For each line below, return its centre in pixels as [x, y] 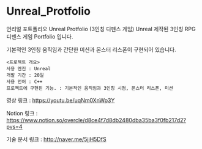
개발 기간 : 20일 [25, 75]
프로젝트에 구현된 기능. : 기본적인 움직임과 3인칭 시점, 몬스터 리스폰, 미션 [90, 88]
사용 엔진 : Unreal [28, 68]
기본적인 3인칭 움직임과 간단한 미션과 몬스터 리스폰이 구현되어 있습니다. [91, 49]
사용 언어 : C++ [24, 82]
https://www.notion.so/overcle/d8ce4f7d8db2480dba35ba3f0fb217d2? [96, 120]
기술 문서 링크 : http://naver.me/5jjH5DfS [56, 139]
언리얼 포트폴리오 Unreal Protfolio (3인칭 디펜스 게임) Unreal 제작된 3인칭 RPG [101, 29]
